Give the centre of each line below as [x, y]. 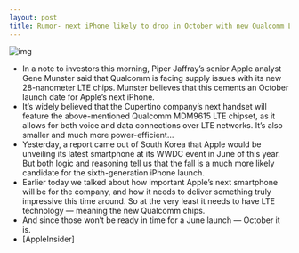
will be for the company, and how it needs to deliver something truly [146, 192]
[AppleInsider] [48, 239]
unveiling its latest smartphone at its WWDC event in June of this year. [151, 153]
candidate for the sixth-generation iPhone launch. [113, 172]
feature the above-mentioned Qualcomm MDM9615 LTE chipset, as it [149, 116]
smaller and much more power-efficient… [98, 135]
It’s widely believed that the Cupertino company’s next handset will [144, 106]
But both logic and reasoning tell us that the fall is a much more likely [148, 163]
